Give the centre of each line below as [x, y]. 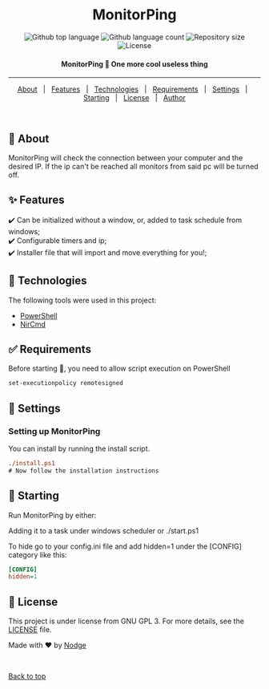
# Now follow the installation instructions [84, 471]
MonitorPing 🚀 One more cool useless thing [134, 64]
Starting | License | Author [134, 98]
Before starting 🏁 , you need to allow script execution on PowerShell [119, 369]
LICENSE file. [30, 630]
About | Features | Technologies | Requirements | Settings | [132, 89]
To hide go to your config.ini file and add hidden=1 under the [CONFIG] [125, 546]
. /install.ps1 [32, 463]
